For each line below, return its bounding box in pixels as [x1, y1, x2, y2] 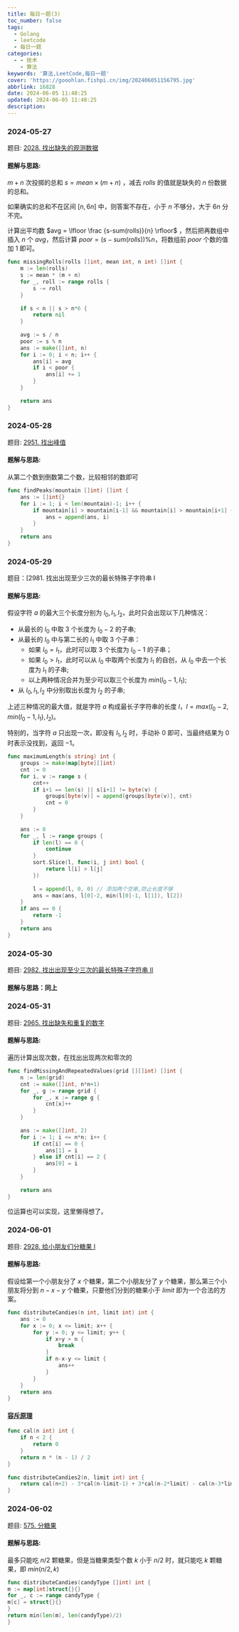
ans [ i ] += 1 [45, 371, 81, 378]
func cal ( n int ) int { [7, 1428, 75, 1435]
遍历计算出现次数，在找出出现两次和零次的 [7, 1053, 132, 1062]
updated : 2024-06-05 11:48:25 [7, 97, 97, 104]
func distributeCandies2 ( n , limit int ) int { [7, 1474, 144, 1481]
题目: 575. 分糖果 [7, 1521, 57, 1530]
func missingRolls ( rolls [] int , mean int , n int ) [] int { [7, 258, 183, 265]
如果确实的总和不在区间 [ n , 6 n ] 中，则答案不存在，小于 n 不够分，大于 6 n [7, 202, 221, 211]
